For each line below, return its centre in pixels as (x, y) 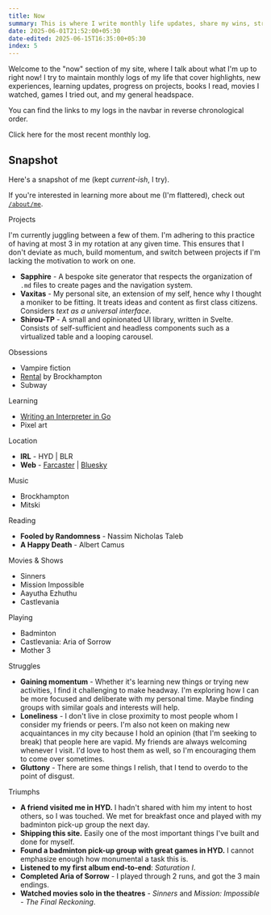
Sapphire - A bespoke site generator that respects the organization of (136, 276)
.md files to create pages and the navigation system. (106, 285)
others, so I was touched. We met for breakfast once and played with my (141, 816)
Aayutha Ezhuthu (48, 593)
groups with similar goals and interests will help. (100, 707)
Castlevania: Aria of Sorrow (65, 641)
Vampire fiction (45, 368)
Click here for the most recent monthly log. (79, 135)
